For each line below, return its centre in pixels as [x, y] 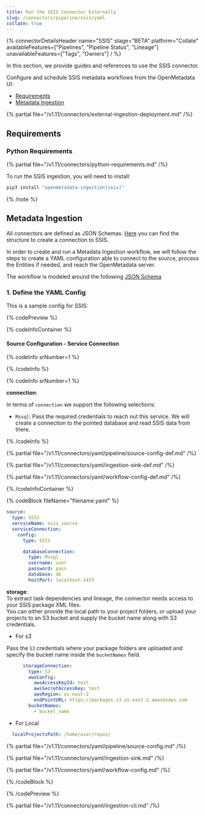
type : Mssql [44, 557]
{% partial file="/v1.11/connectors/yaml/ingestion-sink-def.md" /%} [91, 465]
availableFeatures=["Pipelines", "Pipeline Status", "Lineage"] [83, 47]
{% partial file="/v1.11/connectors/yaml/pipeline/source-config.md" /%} [96, 746]
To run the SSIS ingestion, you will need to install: [69, 176]
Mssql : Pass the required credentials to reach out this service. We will [102, 417]
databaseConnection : [49, 552]
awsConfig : [42, 677]
